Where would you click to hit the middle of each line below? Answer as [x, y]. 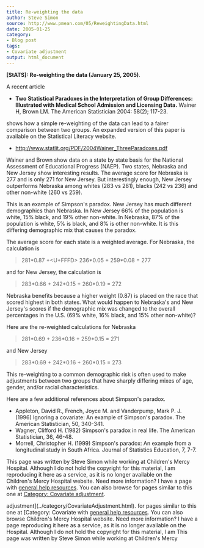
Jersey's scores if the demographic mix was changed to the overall [91, 308]
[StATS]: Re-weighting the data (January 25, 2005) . [73, 74]
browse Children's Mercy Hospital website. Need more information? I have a [102, 519]
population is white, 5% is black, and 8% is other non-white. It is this [93, 223]
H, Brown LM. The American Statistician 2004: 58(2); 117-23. [91, 111]
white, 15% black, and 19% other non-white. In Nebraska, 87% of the [93, 217]
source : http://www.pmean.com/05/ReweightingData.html [78, 23]
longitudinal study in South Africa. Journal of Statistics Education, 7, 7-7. [106, 450]
